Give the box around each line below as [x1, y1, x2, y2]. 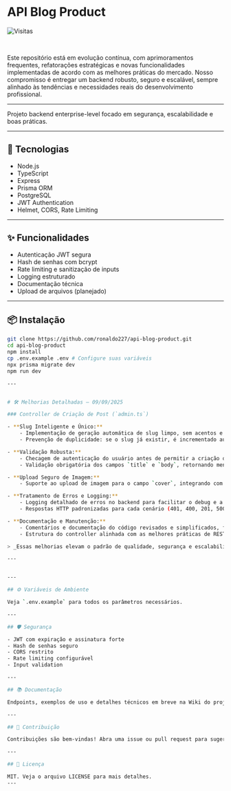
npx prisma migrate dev [7, 361, 76, 368]
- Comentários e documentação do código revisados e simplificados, [19, 524, 220, 531]
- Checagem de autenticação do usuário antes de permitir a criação [19, 455, 220, 462]
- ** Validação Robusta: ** [7, 448, 81, 455]
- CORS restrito [7, 649, 54, 655]
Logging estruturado [16, 272, 76, 281]
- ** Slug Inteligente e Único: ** [7, 424, 103, 431]
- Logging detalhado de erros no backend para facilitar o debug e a [19, 499, 223, 506]
